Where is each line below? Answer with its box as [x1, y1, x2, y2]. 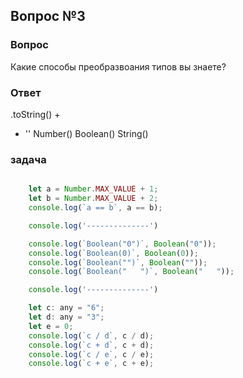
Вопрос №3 [10, 8, 86, 25]
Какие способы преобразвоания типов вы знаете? [10, 60, 227, 73]
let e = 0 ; [28, 321, 74, 331]
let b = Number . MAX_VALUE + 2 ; [28, 194, 159, 204]
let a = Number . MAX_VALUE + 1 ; [28, 184, 159, 194]
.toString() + [10, 108, 61, 120]
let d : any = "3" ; [28, 312, 105, 323]
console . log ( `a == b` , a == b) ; [28, 203, 163, 213]
